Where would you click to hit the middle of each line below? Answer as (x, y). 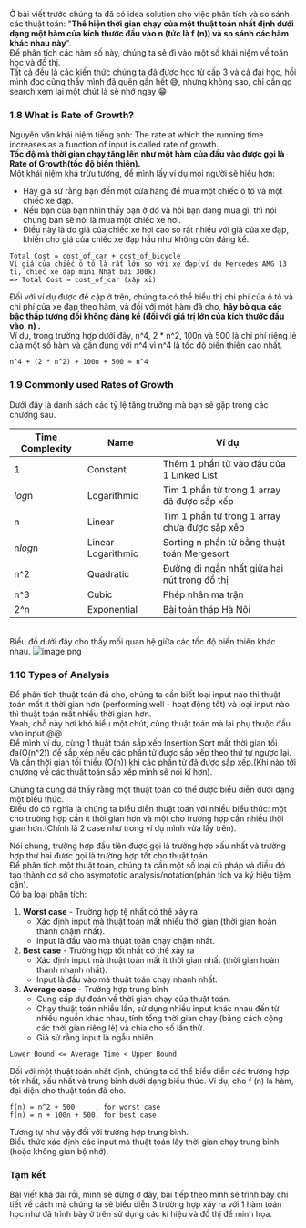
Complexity (46, 448)
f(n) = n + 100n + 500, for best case (83, 1115)
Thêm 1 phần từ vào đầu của (224, 463)
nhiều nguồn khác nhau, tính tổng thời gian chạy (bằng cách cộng (160, 1018)
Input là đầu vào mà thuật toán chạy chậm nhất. (126, 940)
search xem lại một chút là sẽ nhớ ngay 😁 (88, 91)
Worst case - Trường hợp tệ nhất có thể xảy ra (110, 911)
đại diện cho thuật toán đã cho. (68, 1090)
